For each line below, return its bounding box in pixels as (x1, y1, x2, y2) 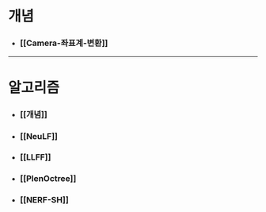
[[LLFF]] (19, 152, 51, 163)
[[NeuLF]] (19, 130, 58, 141)
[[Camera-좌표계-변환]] (19, 37, 108, 48)
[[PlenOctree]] (19, 173, 77, 184)
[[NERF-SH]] (19, 195, 69, 206)
